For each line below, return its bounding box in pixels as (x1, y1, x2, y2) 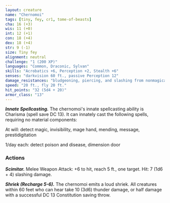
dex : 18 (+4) (5, 40, 33, 46)
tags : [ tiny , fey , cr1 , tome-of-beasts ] (5, 17, 92, 22)
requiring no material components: (5, 117, 77, 123)
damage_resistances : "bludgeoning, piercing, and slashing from (5, 78, 144, 83)
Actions (5, 154, 25, 161)
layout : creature (5, 7, 42, 13)
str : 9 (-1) (5, 45, 30, 50)
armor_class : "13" (5, 92, 44, 97)
